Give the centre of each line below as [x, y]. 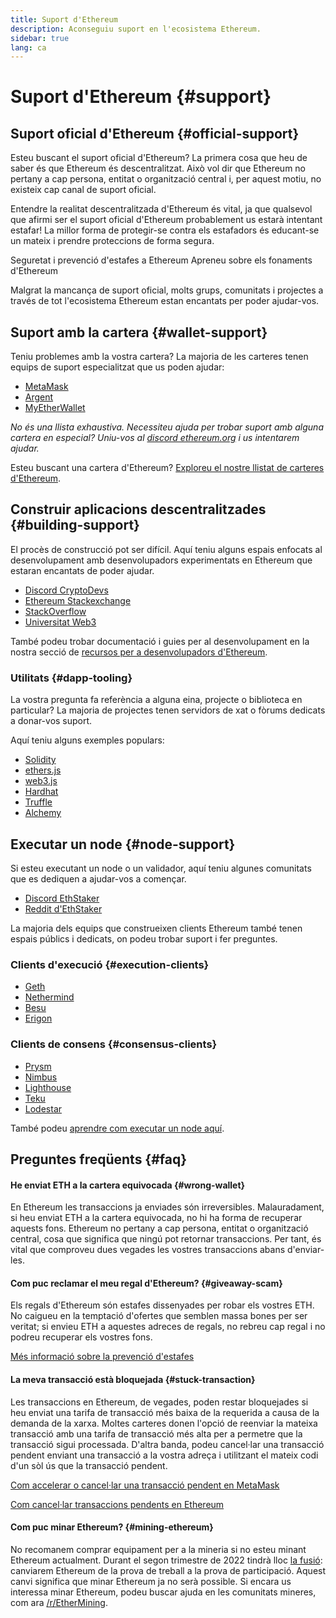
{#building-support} [75, 525]
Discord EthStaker [62, 898]
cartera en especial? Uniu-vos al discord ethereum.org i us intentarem [155, 438]
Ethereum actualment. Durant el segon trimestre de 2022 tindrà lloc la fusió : [166, 1560]
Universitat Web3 [60, 622]
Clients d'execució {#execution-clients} [110, 964]
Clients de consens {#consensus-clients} [114, 1044]
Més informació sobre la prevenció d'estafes [102, 1357]
